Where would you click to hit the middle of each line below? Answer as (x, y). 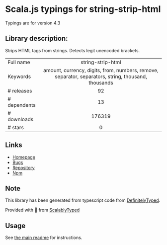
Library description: (37, 39)
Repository (23, 167)
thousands (101, 82)
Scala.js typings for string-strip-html (83, 9)
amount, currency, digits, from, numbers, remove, (101, 70)
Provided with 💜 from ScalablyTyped (42, 210)
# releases (20, 90)
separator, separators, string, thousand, (101, 77)
